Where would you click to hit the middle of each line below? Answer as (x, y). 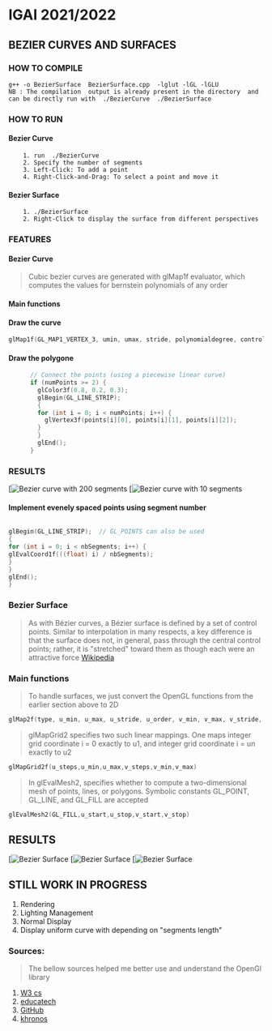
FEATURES (30, 239)
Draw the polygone (41, 357)
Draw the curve (35, 323)
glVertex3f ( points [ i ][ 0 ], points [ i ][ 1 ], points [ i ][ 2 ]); (140, 420)
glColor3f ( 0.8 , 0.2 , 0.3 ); (83, 390)
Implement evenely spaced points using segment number (107, 507)
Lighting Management (57, 913)
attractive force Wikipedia (71, 657)
